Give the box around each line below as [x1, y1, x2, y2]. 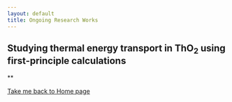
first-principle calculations [7, 55, 126, 67]
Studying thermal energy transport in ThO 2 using [7, 42, 226, 56]
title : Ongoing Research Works [7, 17, 99, 24]
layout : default [7, 10, 55, 17]
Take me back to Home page [7, 87, 91, 95]
